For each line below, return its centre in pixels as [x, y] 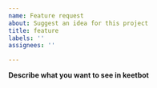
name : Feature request [46, 16]
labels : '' [26, 38]
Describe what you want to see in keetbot [79, 75]
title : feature [34, 30]
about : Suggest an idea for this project [78, 23]
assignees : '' [32, 46]
